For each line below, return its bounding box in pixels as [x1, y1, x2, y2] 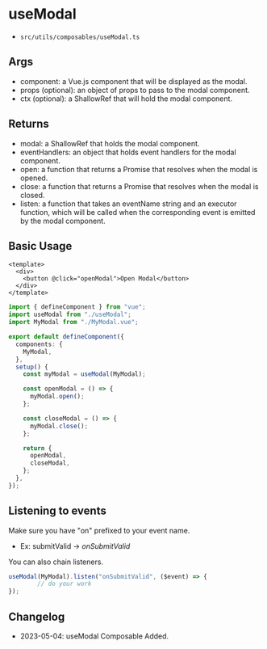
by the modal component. [19, 216, 106, 225]
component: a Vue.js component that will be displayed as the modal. [19, 76, 248, 86]
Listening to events [8, 504, 106, 518]
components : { [15, 340, 63, 348]
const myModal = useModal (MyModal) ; [23, 370, 147, 378]
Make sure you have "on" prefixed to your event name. [8, 525, 190, 535]
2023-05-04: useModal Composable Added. [19, 631, 169, 641]
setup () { [15, 363, 48, 371]
